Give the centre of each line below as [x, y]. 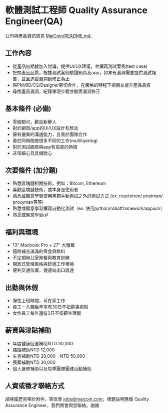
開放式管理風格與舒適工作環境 [43, 264]
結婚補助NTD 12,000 [33, 350]
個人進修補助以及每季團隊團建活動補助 [52, 368]
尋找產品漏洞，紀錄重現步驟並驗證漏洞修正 [56, 91]
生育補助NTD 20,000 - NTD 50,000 [49, 356]
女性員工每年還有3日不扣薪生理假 [47, 313]
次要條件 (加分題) [31, 170]
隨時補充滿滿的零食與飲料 [39, 251]
